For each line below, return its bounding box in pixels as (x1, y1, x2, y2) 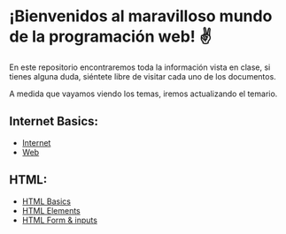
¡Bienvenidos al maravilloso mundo (9, 6, 273, 26)
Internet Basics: (9, 114, 99, 129)
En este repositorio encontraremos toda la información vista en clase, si (9, 62, 271, 72)
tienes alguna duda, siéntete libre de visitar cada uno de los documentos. (9, 71, 276, 81)
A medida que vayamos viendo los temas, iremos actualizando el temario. (9, 88, 278, 99)
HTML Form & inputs (21, 215, 97, 225)
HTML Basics (21, 196, 71, 207)
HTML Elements (21, 205, 81, 215)
